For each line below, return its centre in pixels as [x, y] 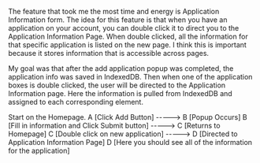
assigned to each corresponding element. [76, 102]
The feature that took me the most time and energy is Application [114, 11]
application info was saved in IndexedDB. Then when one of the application [130, 77]
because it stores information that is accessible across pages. [109, 53]
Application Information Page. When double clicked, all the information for [128, 36]
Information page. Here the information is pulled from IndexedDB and [120, 93]
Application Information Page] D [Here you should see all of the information [130, 142]
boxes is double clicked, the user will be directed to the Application [117, 85]
